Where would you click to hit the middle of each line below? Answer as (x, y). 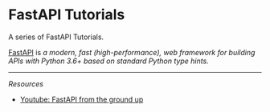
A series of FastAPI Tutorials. (56, 37)
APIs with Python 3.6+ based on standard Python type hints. (108, 61)
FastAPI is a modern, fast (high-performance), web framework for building (132, 52)
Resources (26, 84)
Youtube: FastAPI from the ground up (82, 99)
